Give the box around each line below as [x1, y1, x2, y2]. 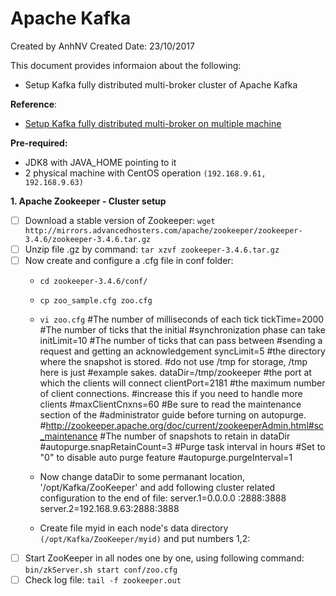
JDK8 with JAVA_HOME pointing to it [24, 156, 177, 168]
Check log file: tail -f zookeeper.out [24, 574, 182, 586]
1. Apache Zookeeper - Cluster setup [10, 195, 167, 207]
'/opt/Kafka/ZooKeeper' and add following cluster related [39, 482, 276, 494]
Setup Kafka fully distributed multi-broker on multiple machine [24, 117, 282, 129]
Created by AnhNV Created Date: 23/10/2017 [10, 40, 195, 52]
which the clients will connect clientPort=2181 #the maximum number [39, 377, 326, 389]
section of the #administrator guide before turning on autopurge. [39, 409, 307, 421]
